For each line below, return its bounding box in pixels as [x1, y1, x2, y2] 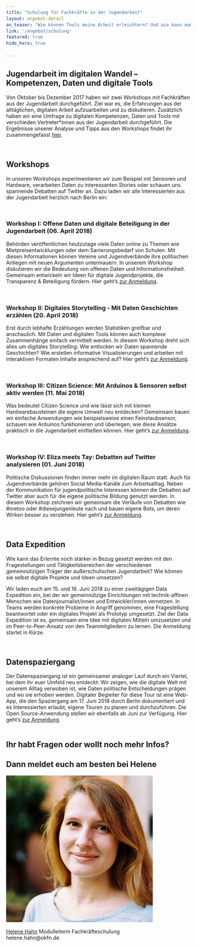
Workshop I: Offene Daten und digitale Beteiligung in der [6, 220, 170, 228]
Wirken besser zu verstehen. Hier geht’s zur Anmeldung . [6, 511, 143, 518]
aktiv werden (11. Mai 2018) [6, 389, 85, 397]
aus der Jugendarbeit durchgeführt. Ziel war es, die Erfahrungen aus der [6, 100, 182, 107]
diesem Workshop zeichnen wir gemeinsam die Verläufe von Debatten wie [6, 498, 186, 505]
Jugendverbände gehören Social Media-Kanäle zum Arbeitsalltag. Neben [6, 480, 184, 487]
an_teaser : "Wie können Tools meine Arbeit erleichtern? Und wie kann [6, 22, 182, 28]
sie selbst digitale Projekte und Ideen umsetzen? [6, 573, 123, 581]
